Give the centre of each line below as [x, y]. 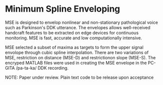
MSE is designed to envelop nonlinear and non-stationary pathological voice [81, 22]
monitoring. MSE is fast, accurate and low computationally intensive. [73, 38]
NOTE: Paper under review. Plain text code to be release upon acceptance [80, 77]
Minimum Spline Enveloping [63, 9]
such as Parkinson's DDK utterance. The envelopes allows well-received [78, 27]
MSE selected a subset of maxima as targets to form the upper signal [74, 47]
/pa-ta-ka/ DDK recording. [42, 68]
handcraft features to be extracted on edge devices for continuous [72, 33]
